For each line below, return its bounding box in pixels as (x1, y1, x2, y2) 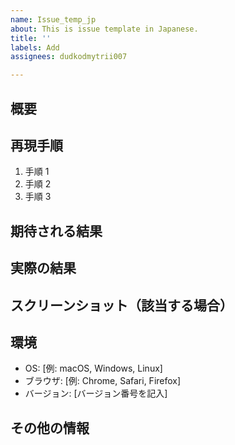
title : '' (10, 33, 52, 43)
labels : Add (10, 42, 60, 53)
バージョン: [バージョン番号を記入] (24, 387, 168, 400)
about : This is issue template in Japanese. (10, 24, 199, 34)
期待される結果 (10, 222, 103, 240)
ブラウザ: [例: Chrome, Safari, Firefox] (24, 375, 182, 387)
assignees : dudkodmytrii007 (10, 52, 128, 62)
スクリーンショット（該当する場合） (10, 297, 233, 314)
